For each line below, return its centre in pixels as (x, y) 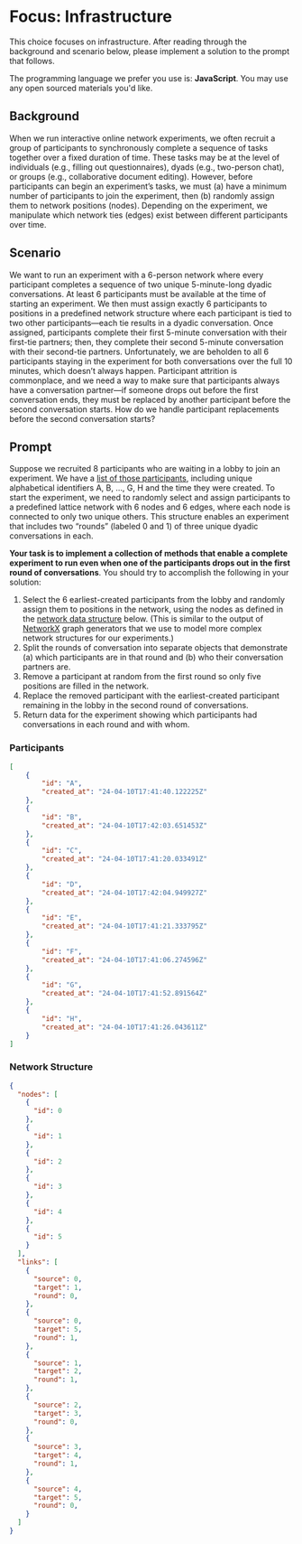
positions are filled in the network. (86, 686)
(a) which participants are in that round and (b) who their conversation (153, 658)
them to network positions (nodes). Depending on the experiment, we (138, 205)
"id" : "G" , (62, 985)
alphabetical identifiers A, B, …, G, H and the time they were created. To (142, 488)
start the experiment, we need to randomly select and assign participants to (150, 498)
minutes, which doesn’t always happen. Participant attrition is (123, 370)
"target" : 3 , (58, 1413)
